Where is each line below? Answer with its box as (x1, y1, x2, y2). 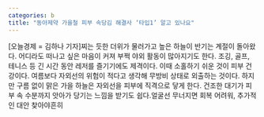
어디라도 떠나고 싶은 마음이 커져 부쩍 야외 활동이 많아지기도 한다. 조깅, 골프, (18, 51, 251, 60)
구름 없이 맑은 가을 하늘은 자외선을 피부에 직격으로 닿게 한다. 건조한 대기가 (16, 80, 244, 90)
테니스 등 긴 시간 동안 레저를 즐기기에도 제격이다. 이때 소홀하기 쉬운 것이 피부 (8, 60, 244, 71)
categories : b (8, 11, 55, 20)
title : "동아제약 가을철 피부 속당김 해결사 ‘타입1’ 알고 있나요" (8, 19, 195, 27)
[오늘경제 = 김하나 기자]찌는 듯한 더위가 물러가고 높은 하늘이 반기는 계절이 (8, 41, 236, 51)
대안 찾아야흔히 (16, 100, 63, 110)
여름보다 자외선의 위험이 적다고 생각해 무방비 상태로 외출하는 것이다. (31, 71, 240, 80)
